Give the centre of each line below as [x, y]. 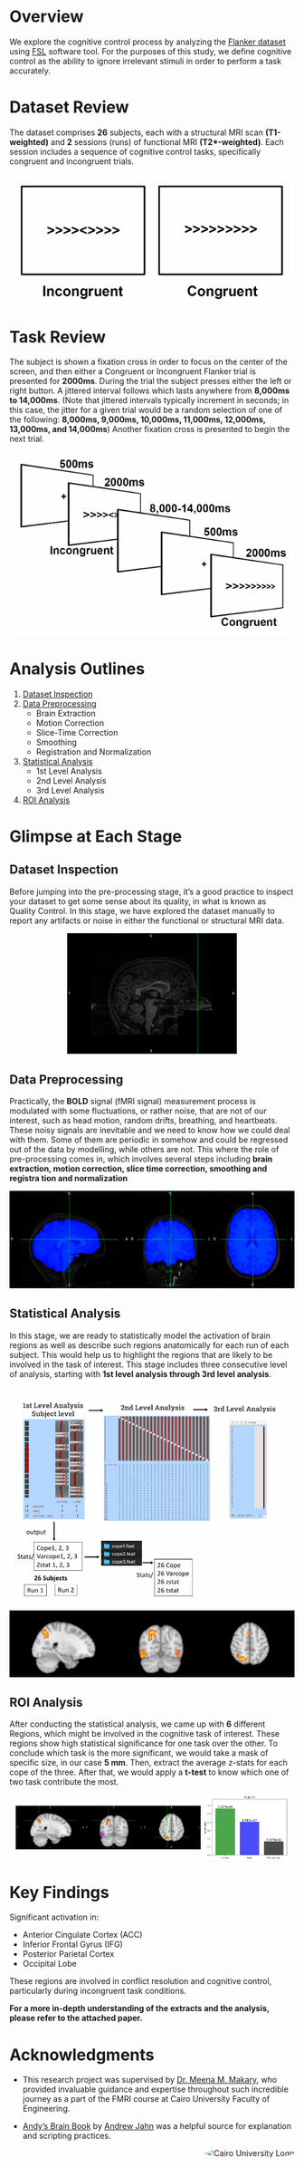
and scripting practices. [66, 2136]
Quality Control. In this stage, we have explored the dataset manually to [142, 910]
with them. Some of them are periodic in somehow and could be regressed [149, 1140]
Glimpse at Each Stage [96, 836]
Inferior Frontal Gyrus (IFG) [73, 1944]
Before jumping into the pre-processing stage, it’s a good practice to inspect [152, 891]
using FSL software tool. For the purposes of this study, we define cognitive [151, 51]
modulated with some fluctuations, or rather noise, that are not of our [138, 1111]
